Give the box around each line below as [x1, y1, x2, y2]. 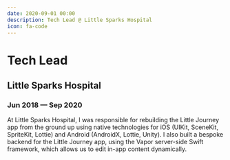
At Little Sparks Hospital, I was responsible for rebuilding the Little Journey [7, 116, 220, 124]
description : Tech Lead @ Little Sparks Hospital [7, 16, 153, 23]
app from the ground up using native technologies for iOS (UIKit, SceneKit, [7, 123, 219, 131]
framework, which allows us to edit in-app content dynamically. [7, 145, 187, 153]
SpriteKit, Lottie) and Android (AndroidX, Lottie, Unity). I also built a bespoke [7, 130, 224, 139]
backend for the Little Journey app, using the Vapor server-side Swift [7, 138, 204, 146]
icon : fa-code [7, 23, 48, 30]
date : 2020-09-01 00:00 [7, 10, 76, 17]
